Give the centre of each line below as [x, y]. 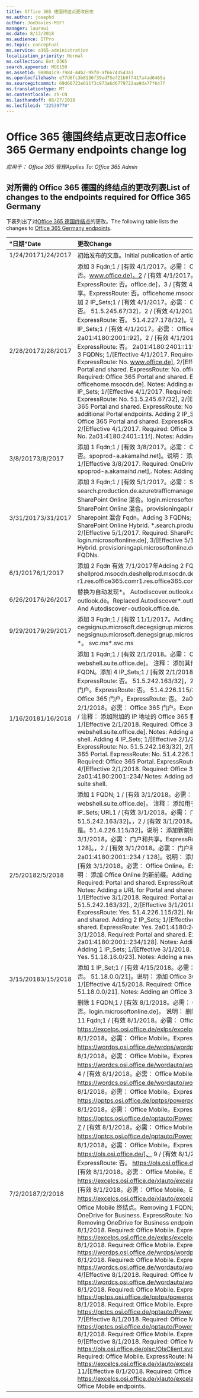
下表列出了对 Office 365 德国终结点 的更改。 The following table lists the [92, 222]
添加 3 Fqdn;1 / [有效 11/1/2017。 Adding [136, 620]
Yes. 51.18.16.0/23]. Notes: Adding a [130, 957]
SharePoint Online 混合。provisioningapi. [134, 509]
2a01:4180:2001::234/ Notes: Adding [131, 777]
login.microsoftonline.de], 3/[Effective [130, 540]
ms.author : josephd [30, 17]
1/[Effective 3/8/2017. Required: [123, 464]
